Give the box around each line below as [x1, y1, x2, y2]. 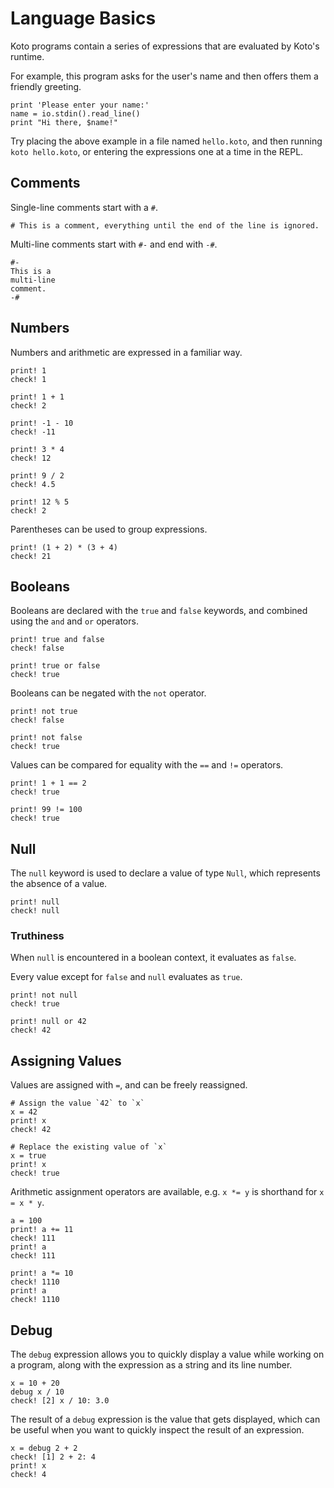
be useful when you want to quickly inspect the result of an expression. [10, 1424, 305, 1436]
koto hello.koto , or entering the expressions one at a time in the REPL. [10, 145, 304, 157]
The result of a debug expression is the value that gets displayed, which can [10, 1413, 321, 1426]
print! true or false [10, 661, 101, 671]
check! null [10, 906, 60, 916]
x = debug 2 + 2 [10, 1443, 78, 1454]
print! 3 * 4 [10, 444, 65, 454]
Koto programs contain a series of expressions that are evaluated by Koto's [10, 40, 320, 52]
